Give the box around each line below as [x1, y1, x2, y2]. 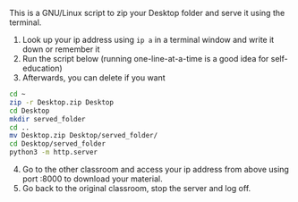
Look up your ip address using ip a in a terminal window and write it [21, 35, 275, 45]
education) [21, 63, 63, 73]
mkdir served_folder [9, 114, 87, 123]
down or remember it [21, 44, 100, 55]
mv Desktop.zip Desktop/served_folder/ [9, 131, 158, 140]
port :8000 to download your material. [21, 173, 163, 184]
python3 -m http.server [9, 147, 98, 157]
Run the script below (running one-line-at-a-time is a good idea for [21, 54, 269, 63]
